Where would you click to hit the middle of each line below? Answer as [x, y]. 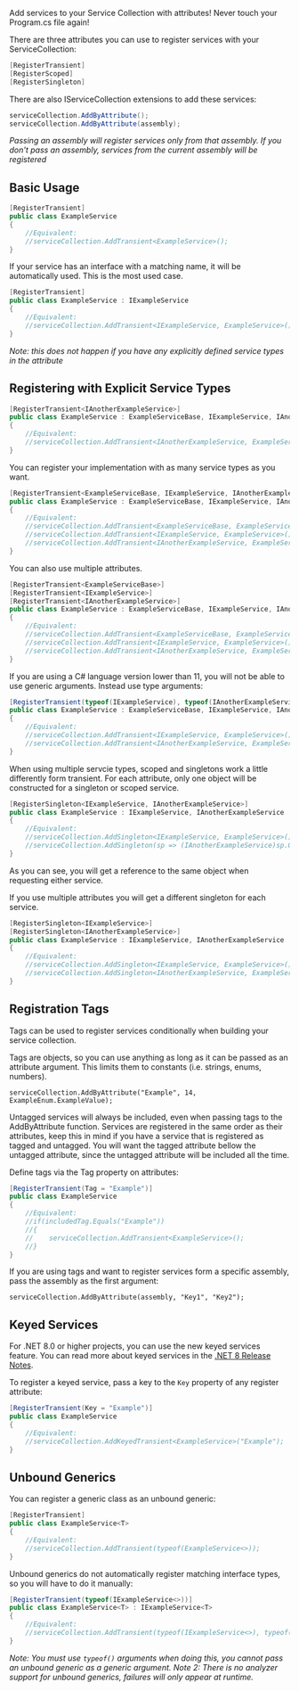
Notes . [21, 1365]
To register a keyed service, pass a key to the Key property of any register [144, 1383]
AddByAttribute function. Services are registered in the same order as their [146, 1126]
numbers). [28, 1076]
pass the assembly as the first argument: [84, 1281]
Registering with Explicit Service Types [120, 388]
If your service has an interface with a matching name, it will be [125, 267]
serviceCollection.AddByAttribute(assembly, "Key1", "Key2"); [127, 1297]
